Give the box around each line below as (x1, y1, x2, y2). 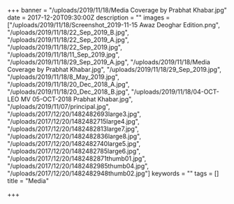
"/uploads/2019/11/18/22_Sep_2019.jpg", (7, 43, 122, 51)
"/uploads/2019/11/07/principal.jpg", (7, 103, 110, 110)
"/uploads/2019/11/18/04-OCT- (131, 87, 220, 96)
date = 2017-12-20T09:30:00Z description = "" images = (7, 13, 170, 22)
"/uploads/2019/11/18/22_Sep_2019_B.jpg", (7, 28, 129, 36)
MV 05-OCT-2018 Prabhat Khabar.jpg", (20, 95, 133, 103)
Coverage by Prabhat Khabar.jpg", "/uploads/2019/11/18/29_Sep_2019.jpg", (7, 66, 222, 73)
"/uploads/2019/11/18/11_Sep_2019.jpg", (7, 50, 120, 59)
